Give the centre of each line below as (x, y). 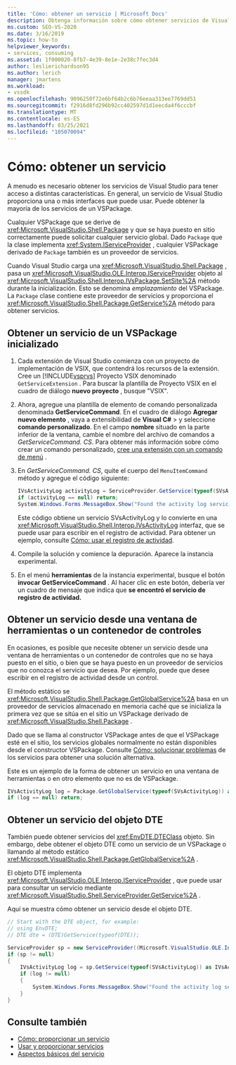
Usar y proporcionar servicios (60, 1047)
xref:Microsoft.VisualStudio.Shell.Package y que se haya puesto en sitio (111, 230)
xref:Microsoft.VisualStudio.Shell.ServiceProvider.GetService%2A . (104, 895)
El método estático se (39, 691)
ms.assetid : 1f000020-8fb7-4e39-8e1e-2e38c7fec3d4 (83, 60)
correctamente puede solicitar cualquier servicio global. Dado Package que (115, 238)
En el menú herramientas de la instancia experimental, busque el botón (121, 574)
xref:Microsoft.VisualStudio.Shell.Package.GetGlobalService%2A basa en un (118, 698)
